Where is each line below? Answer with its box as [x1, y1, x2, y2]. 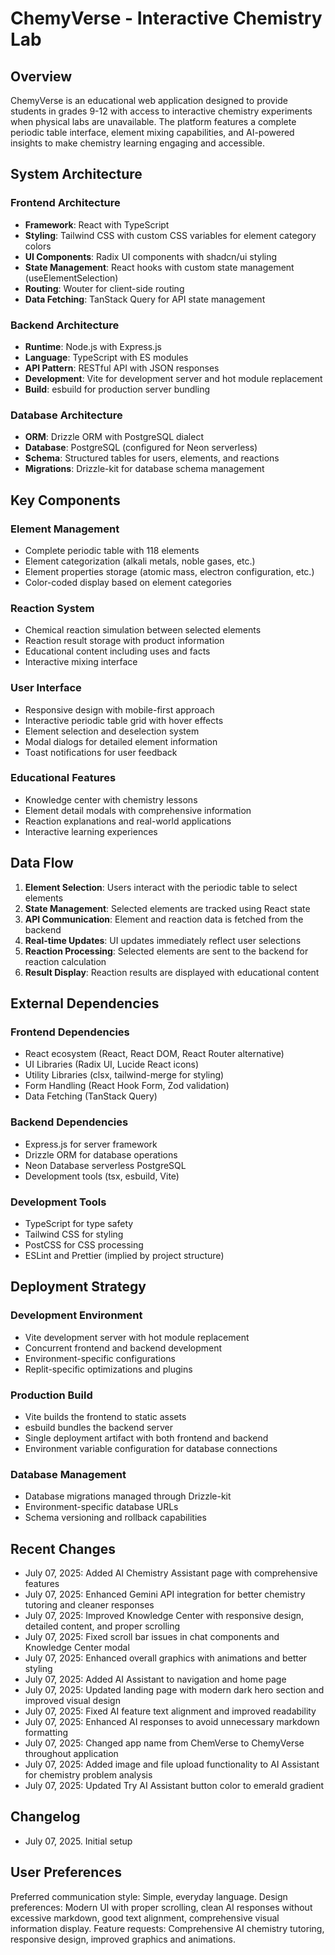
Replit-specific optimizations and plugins [24, 1363, 193, 1375]
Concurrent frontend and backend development [24, 1342, 223, 1354]
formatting [24, 1727, 68, 1739]
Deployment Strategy [10, 1278, 147, 1296]
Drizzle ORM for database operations [24, 1148, 178, 1161]
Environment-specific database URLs [24, 1501, 179, 1513]
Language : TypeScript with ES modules [24, 351, 189, 363]
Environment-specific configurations [24, 1352, 176, 1364]
